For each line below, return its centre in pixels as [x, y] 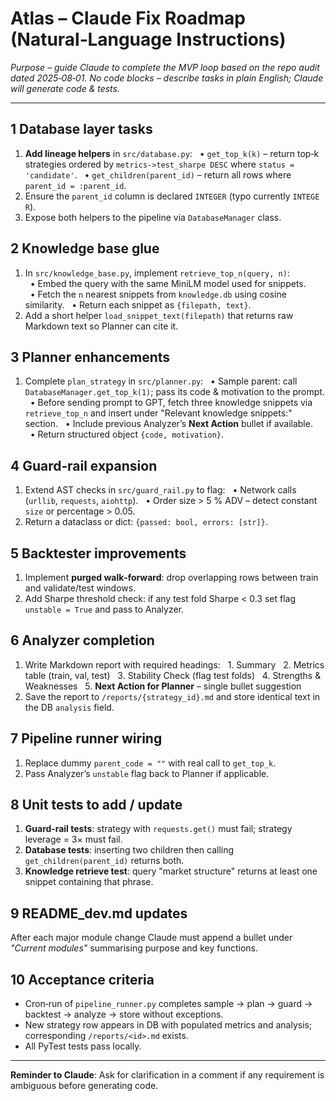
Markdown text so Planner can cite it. [101, 326]
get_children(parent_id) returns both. [104, 861]
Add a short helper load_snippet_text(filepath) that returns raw [159, 315]
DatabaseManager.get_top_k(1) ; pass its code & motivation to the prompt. [174, 392]
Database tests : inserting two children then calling [129, 850]
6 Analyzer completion [82, 640]
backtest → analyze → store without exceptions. [124, 1014]
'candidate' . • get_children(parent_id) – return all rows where [158, 174]
